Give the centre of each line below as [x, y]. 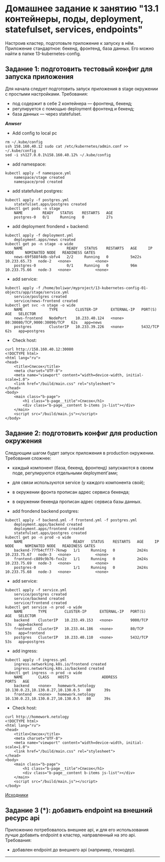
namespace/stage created [39, 177]
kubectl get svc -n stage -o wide [41, 305]
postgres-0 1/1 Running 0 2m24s [81, 567]
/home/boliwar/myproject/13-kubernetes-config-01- [95, 288]
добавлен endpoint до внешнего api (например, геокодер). [74, 850]
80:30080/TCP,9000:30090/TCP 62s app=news [54, 322]
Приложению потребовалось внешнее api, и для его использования [77, 830]
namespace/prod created [38, 182]
